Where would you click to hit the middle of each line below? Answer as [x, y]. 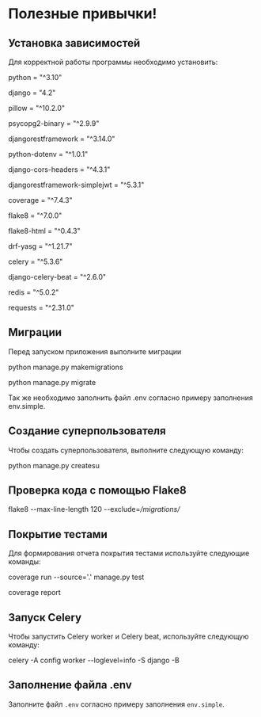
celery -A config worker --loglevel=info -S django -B [94, 660]
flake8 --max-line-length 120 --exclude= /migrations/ [94, 509]
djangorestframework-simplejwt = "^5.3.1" [76, 185]
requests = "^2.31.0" [42, 307]
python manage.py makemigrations [66, 367]
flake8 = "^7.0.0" [35, 215]
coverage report [34, 593]
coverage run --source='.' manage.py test [76, 577]
